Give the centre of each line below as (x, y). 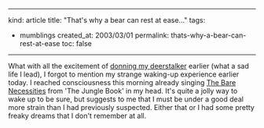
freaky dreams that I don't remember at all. (77, 116)
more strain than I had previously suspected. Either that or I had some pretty (132, 107)
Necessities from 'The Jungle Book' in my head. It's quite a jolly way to (123, 91)
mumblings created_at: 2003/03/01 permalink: (94, 35)
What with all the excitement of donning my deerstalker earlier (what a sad (128, 66)
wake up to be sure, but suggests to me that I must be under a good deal (126, 99)
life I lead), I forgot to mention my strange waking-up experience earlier (124, 74)
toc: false (77, 43)
